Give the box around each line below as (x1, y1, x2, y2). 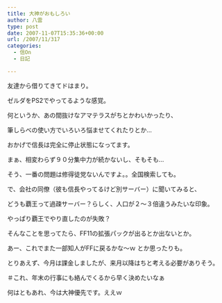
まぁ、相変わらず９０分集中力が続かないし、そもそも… (7, 155, 164, 163)
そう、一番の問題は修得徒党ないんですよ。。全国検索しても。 (7, 170, 180, 178)
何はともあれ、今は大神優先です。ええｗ (7, 288, 123, 296)
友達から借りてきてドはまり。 (7, 81, 92, 90)
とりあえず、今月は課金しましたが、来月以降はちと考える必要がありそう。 (7, 259, 219, 267)
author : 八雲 (7, 17, 43, 24)
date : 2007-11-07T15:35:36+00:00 (7, 29, 104, 37)
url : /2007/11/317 (7, 36, 60, 43)
